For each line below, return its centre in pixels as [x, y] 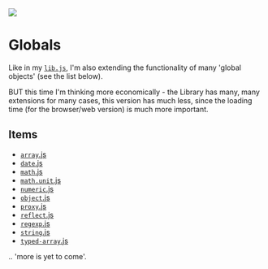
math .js [31, 171]
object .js [35, 197]
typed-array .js [44, 241]
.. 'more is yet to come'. [48, 256]
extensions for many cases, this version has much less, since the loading [130, 100]
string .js [35, 232]
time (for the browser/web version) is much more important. [108, 109]
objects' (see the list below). [56, 76]
